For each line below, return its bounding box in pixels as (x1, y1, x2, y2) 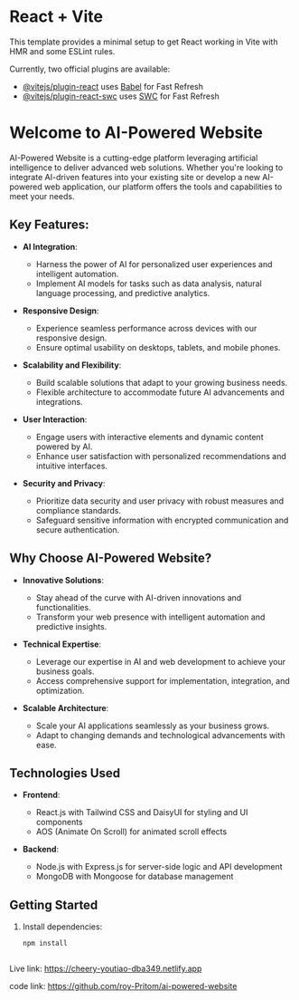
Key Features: (9, 217, 89, 233)
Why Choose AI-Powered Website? (9, 551, 212, 566)
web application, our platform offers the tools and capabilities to (43, 181, 283, 192)
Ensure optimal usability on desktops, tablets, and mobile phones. (35, 341, 281, 352)
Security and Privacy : (22, 477, 106, 488)
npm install (22, 939, 68, 948)
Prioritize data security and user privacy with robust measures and (35, 495, 285, 506)
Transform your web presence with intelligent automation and (35, 611, 266, 622)
